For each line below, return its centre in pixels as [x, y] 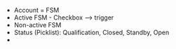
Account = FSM [36, 10]
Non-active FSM [38, 25]
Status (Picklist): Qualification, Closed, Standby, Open [92, 32]
